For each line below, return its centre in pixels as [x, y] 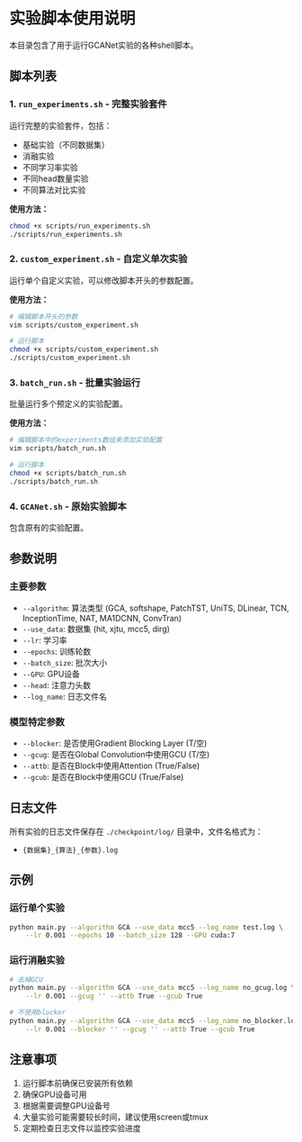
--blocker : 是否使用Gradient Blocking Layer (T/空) [115, 743]
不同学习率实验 [50, 167]
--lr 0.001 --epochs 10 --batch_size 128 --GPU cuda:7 [130, 936]
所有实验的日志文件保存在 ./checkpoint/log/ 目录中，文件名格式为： [136, 831]
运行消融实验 [37, 960]
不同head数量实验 [55, 178]
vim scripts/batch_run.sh [58, 449]
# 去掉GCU [26, 979]
